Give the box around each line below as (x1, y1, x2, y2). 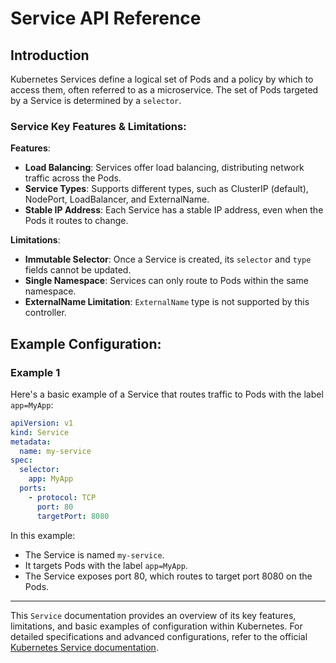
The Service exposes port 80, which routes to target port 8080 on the (24, 570, 313, 582)
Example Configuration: (10, 335, 162, 352)
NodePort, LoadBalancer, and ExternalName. (24, 193, 210, 206)
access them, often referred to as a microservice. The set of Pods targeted (10, 84, 319, 96)
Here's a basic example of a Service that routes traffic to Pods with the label (10, 388, 324, 400)
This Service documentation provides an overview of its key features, (10, 609, 297, 621)
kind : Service (10, 427, 70, 437)
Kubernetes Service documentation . (10, 641, 159, 653)
